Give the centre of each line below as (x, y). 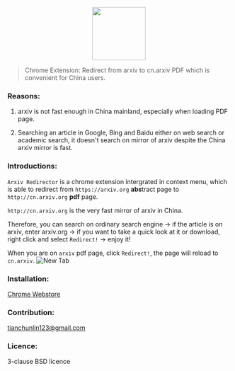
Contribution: (31, 312)
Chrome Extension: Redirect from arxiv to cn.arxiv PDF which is (117, 70)
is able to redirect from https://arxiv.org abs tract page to (93, 189)
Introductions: (33, 166)
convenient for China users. (65, 78)
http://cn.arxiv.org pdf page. (53, 196)
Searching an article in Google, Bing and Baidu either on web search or (121, 133)
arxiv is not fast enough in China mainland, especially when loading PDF (123, 112)
